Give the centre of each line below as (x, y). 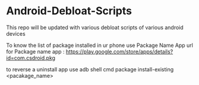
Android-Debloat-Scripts (69, 11)
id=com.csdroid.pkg (31, 58)
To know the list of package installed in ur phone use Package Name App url (99, 45)
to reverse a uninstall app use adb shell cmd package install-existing (90, 69)
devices (16, 33)
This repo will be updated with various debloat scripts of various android (95, 27)
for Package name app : (35, 51)
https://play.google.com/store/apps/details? (119, 51)
